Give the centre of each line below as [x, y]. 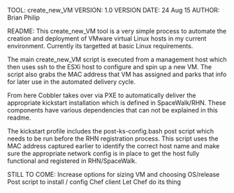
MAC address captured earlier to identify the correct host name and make [114, 146]
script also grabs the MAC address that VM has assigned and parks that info [117, 74]
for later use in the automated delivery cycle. [72, 82]
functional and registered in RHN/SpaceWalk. [72, 161]
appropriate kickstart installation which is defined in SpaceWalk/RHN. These [117, 103]
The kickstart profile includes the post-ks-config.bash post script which [111, 131]
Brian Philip [23, 17]
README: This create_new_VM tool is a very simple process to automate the [117, 31]
